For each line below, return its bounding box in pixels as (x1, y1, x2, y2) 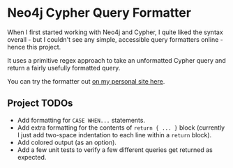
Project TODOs (7, 98, 73, 109)
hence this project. (7, 43, 61, 51)
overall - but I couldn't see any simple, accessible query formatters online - (7, 35, 223, 43)
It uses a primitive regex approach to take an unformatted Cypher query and (7, 56, 227, 64)
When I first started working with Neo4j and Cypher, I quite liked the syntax (7, 28, 223, 36)
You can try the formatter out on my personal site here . (7, 77, 165, 85)
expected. (17, 153, 47, 161)
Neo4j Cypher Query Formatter (7, 5, 192, 21)
